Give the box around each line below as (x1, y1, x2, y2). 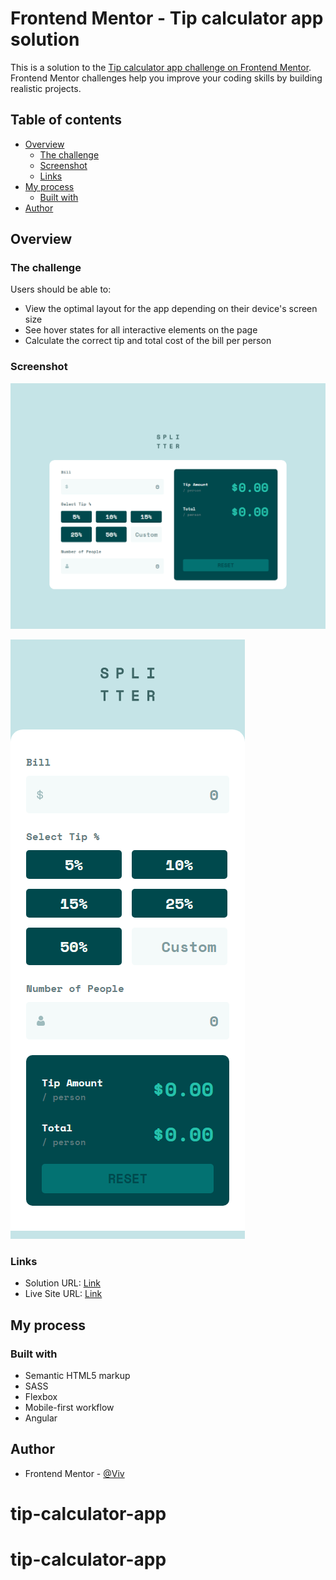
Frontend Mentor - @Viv (24, 1467, 125, 1479)
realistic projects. (10, 82, 82, 94)
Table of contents (10, 112, 122, 129)
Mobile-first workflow (24, 1401, 115, 1413)
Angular (24, 1412, 58, 1424)
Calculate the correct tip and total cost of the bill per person (24, 335, 272, 347)
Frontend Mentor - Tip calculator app (10, 7, 324, 30)
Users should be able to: (10, 283, 112, 296)
